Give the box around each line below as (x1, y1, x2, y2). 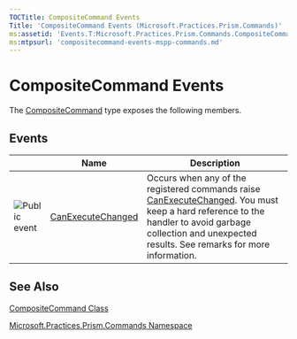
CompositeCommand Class (9, 303, 109, 313)
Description (189, 157, 240, 169)
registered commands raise (147, 183, 261, 195)
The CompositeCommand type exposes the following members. (9, 105, 241, 116)
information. (147, 250, 197, 261)
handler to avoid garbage (147, 216, 252, 228)
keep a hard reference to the (147, 205, 265, 217)
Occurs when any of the (147, 172, 247, 184)
